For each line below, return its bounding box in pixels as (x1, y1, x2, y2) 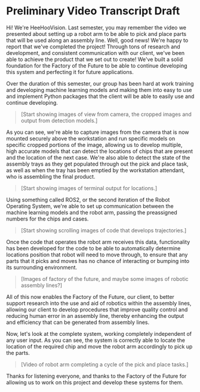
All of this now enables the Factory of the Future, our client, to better (6, 293, 175, 300)
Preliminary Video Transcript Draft (6, 4, 180, 18)
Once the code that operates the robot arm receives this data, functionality (6, 238, 190, 246)
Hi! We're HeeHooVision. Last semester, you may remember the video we (6, 24, 187, 31)
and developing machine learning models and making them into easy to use (6, 86, 192, 93)
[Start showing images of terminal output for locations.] (20, 184, 158, 192)
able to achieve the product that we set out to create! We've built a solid (6, 56, 183, 63)
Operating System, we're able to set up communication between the (6, 202, 174, 210)
